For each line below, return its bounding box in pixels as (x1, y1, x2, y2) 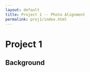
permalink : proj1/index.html (5, 17, 67, 22)
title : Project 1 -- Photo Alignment (5, 12, 85, 17)
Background (5, 58, 45, 67)
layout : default (5, 7, 40, 13)
